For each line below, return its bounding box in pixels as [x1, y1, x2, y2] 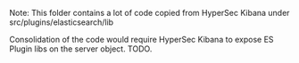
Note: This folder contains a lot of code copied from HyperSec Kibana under [9, 8, 290, 18]
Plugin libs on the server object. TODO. [9, 43, 153, 54]
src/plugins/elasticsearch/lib [9, 17, 114, 28]
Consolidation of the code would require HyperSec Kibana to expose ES [9, 35, 274, 44]
